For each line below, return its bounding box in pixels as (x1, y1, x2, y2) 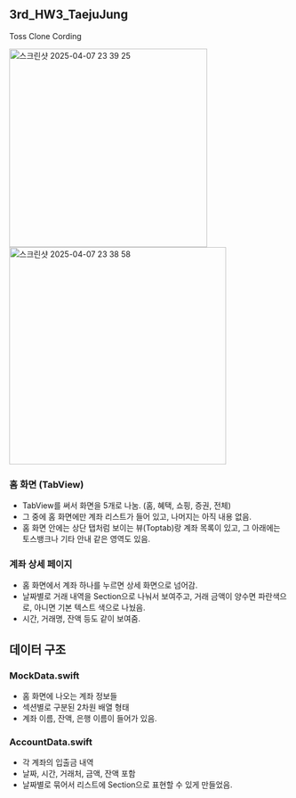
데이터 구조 (9, 642, 67, 657)
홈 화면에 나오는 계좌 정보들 (21, 691, 118, 702)
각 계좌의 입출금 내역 (21, 757, 94, 768)
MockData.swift (9, 669, 80, 681)
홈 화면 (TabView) (9, 478, 84, 490)
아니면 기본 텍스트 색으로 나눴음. (34, 602, 146, 613)
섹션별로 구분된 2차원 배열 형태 (21, 702, 130, 712)
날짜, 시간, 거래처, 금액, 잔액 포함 (21, 769, 136, 779)
